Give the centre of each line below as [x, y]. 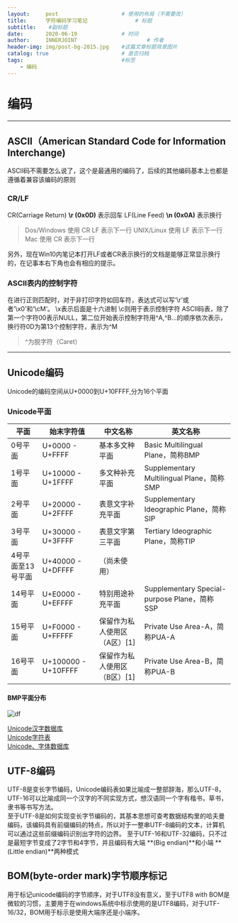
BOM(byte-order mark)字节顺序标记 [87, 876]
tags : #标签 [72, 60]
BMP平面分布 [27, 698]
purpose [158, 599]
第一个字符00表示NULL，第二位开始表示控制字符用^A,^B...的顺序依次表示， [117, 318]
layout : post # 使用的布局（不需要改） [97, 14]
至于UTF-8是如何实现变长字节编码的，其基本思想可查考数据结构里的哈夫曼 [116, 816]
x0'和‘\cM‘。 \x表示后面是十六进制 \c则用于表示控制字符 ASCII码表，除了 [123, 308]
